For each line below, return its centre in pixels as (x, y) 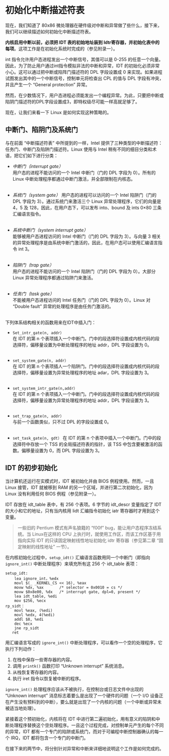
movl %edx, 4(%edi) (35, 615)
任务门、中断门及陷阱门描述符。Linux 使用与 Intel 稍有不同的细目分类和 (79, 149)
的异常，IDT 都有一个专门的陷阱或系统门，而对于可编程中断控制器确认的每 (82, 731)
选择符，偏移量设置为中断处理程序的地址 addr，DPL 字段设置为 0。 (82, 345)
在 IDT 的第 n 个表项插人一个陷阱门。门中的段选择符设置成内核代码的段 (86, 366)
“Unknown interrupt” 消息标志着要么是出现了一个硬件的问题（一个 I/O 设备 (82, 695)
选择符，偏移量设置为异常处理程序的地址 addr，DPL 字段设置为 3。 (82, 400)
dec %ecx (23, 624)
